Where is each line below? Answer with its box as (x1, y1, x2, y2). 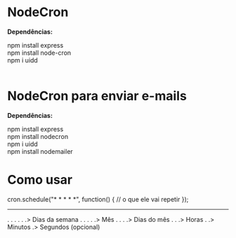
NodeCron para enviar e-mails (7, 88, 188, 104)
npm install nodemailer (7, 147, 74, 155)
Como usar (7, 172, 73, 188)
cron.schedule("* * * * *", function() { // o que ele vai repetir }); (7, 194, 189, 204)
